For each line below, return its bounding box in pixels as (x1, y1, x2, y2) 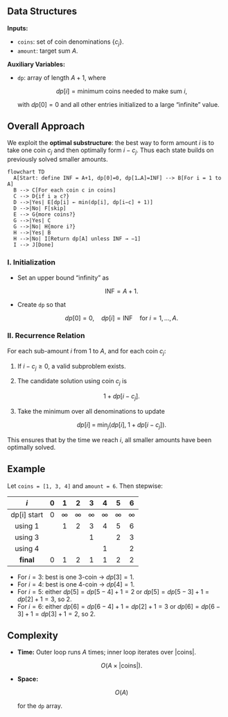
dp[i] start (10, 509, 44, 519)
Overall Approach (7, 121, 85, 132)
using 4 (15, 543, 40, 553)
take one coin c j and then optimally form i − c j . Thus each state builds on (7, 146, 214, 156)
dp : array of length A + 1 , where (17, 73, 106, 82)
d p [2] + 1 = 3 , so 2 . (17, 595, 72, 603)
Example (7, 463, 46, 475)
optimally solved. (7, 443, 56, 451)
